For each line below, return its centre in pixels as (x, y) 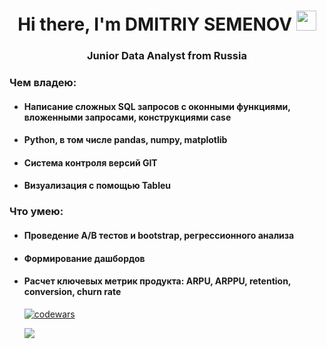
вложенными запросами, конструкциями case (127, 117)
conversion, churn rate (72, 292)
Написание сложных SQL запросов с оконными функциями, (157, 106)
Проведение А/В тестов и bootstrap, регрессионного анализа (159, 235)
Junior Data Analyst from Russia (167, 56)
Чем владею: (43, 83)
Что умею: (36, 212)
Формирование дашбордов (84, 258)
